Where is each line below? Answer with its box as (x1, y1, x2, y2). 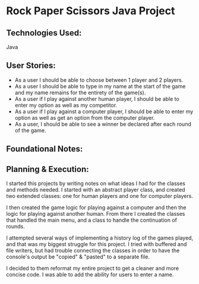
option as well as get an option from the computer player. (14, 114, 155, 121)
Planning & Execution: (6, 164, 89, 174)
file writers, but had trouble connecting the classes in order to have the (6, 247, 180, 254)
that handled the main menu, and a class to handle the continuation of (6, 216, 177, 224)
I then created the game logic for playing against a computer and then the (6, 204, 187, 211)
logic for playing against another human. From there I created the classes (6, 210, 185, 218)
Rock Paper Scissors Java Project (6, 4, 175, 18)
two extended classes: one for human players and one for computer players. (6, 193, 193, 200)
